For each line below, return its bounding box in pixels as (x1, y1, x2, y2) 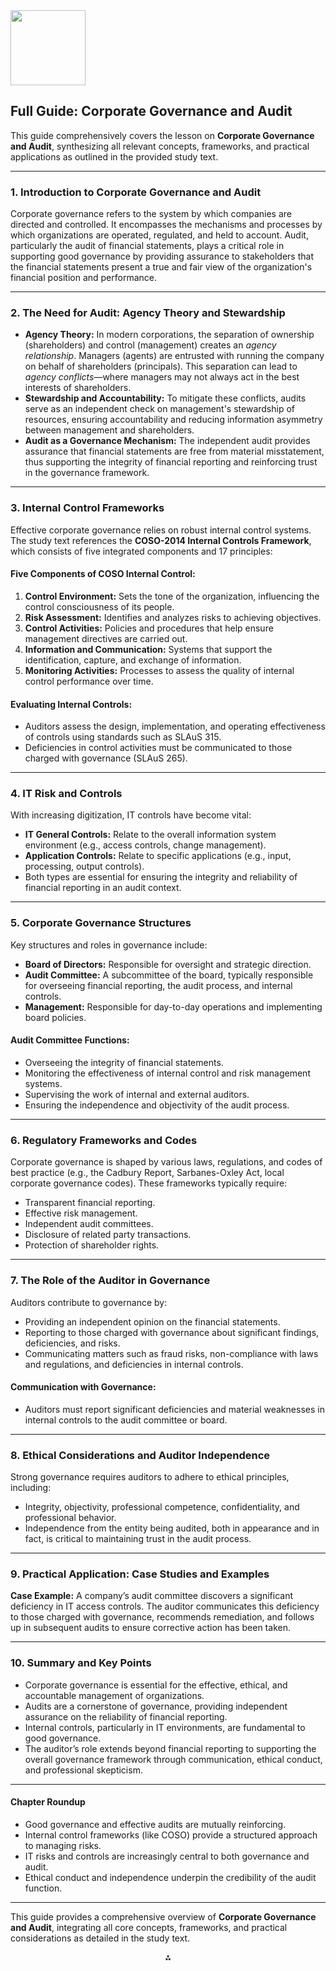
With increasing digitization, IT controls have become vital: (10, 809, 252, 821)
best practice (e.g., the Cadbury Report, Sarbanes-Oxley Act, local (10, 1167, 285, 1179)
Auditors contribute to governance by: (10, 1296, 168, 1308)
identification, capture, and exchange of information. (24, 654, 242, 666)
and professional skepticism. (24, 1764, 143, 1776)
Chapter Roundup (10, 1796, 86, 1808)
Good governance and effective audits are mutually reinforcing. (24, 1818, 287, 1830)
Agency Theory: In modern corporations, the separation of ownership (24, 329, 315, 341)
